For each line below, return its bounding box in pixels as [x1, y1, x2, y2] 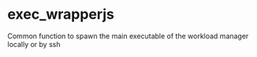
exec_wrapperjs [7, 5, 115, 23]
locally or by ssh [7, 39, 61, 48]
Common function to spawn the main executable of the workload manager [7, 31, 249, 41]
